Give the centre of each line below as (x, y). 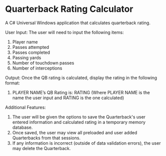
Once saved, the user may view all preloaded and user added (75, 132)
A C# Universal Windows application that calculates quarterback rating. (78, 23)
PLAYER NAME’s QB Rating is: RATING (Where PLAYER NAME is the (81, 92)
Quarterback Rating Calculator (69, 9)
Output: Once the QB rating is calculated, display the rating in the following (81, 78)
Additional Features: (25, 107)
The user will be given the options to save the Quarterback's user (79, 117)
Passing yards (27, 57)
